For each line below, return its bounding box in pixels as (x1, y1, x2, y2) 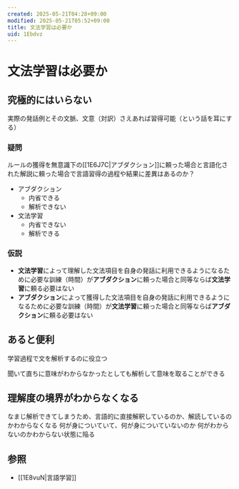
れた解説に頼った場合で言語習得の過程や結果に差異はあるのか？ (7, 169, 195, 178)
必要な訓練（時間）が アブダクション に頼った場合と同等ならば (30, 275, 212, 283)
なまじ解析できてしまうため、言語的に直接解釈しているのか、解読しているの (7, 412, 232, 421)
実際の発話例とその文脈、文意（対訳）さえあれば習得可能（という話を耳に (7, 114, 226, 123)
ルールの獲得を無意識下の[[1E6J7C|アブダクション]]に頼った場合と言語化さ (7, 160, 228, 168)
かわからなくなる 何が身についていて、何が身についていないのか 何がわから (7, 421, 229, 430)
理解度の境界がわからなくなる (7, 392, 139, 404)
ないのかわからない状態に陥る (7, 430, 95, 439)
